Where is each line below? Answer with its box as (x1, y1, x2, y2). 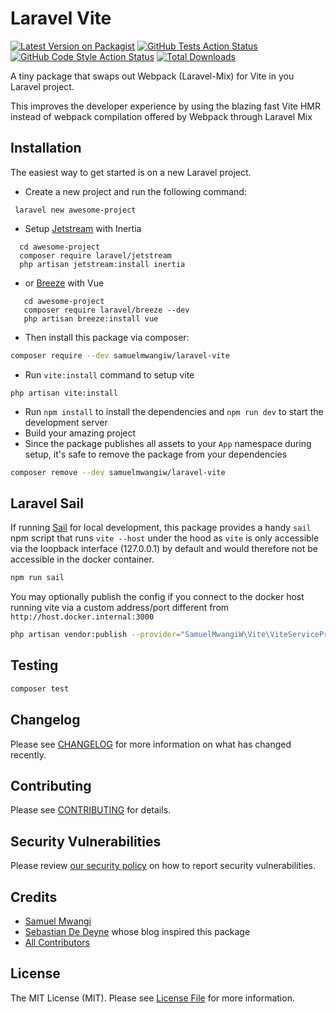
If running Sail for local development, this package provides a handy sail (10, 522, 312, 534)
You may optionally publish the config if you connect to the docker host (10, 591, 305, 603)
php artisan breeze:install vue (23, 313, 159, 324)
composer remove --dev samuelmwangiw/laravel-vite (10, 467, 226, 477)
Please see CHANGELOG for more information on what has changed (10, 738, 292, 750)
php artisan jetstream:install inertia (19, 259, 186, 269)
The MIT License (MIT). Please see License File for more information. (10, 992, 295, 1004)
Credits (10, 888, 58, 906)
